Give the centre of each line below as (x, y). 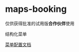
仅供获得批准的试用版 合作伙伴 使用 (40, 23)
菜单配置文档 (18, 44)
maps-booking (36, 9)
